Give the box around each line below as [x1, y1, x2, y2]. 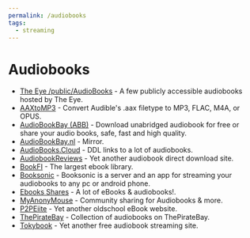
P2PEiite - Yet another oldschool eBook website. [19, 204, 178, 213]
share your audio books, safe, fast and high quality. [19, 128, 187, 138]
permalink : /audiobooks [8, 11, 87, 20]
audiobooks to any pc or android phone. [19, 179, 151, 188]
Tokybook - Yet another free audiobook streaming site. [19, 221, 199, 230]
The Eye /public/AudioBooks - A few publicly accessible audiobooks [19, 86, 243, 96]
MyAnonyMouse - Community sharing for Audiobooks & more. [19, 195, 223, 206]
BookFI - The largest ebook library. [19, 162, 134, 172]
